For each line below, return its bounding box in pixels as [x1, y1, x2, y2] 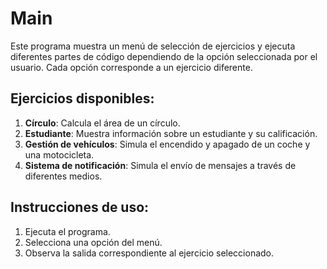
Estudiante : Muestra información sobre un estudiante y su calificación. [24, 127, 318, 139]
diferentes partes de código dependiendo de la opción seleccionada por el [10, 50, 318, 62]
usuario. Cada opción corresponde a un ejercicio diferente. [10, 61, 253, 73]
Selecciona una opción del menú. [24, 236, 163, 248]
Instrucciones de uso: [10, 199, 150, 216]
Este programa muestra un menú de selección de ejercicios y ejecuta [10, 40, 296, 52]
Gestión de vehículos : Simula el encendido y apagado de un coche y [24, 138, 311, 150]
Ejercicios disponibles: [10, 90, 155, 107]
